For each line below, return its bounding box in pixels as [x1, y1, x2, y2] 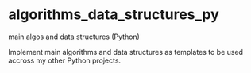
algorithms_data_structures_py [8, 6, 220, 24]
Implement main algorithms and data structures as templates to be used [8, 47, 244, 56]
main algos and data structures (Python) [8, 32, 141, 41]
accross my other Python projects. [8, 56, 122, 65]
